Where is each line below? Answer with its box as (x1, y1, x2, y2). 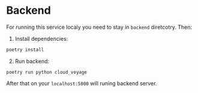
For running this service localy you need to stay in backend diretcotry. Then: (6, 23, 192, 31)
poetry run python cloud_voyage (6, 69, 87, 75)
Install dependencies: (14, 35, 68, 42)
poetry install (6, 46, 44, 53)
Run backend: (14, 58, 50, 65)
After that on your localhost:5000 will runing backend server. (6, 79, 157, 87)
